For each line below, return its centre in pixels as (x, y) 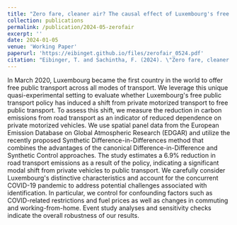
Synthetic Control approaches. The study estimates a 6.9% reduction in (111, 155)
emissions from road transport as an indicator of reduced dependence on (114, 117)
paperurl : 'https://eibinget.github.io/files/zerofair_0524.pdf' (105, 54)
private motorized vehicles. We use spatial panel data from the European (113, 125)
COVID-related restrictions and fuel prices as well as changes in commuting (118, 200)
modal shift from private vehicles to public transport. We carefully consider (116, 170)
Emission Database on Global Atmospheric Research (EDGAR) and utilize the (119, 132)
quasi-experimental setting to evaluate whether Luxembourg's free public (114, 95)
